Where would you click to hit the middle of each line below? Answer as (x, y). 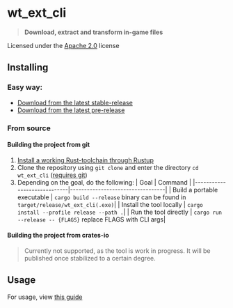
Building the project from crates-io (58, 236)
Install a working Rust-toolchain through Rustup (86, 160)
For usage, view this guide (45, 297)
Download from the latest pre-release (71, 110)
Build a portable (195, 190)
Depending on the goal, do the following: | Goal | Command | (104, 182)
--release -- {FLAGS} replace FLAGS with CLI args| (91, 219)
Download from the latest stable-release (75, 102)
